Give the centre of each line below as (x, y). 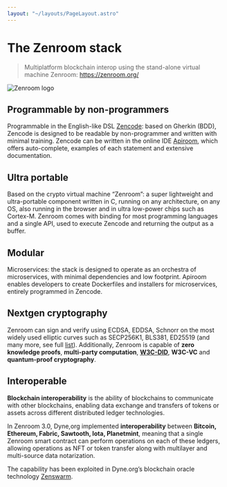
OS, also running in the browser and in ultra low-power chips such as (106, 209)
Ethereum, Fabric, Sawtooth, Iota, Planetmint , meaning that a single (105, 433)
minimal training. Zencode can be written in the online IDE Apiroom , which (112, 141)
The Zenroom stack (65, 47)
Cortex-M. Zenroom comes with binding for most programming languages (112, 216)
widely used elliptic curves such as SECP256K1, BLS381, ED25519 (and (108, 337)
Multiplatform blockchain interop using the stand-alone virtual (112, 67)
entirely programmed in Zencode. (55, 291)
